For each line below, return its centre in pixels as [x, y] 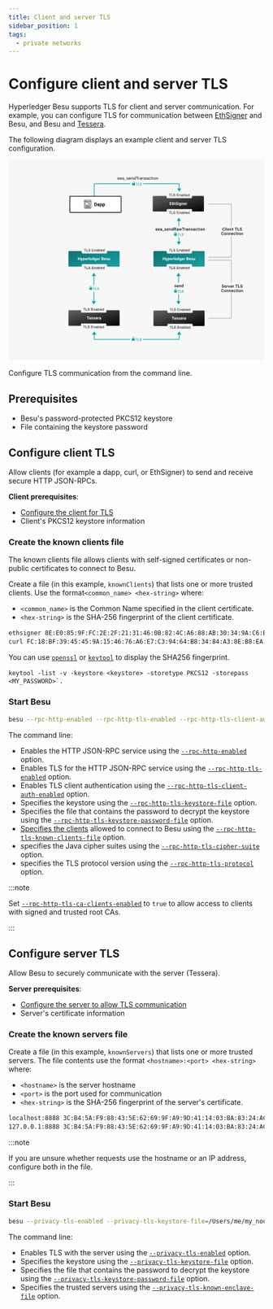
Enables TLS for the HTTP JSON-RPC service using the [113, 768]
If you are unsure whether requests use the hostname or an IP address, [128, 1158]
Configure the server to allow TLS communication [103, 1005]
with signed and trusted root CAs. [65, 912]
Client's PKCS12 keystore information [82, 521]
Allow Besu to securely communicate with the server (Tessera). [115, 973]
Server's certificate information [72, 1014]
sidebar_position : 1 [43, 26]
